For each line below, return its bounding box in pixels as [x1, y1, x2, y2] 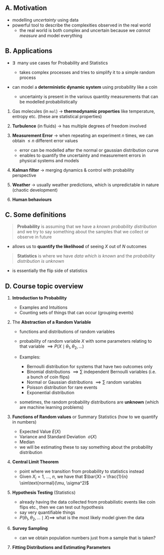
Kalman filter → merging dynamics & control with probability [12, 167, 134, 173]
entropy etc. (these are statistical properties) [12, 113, 102, 119]
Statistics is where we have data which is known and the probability [17, 253, 155, 259]
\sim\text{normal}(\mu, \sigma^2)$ [19, 480, 89, 486]
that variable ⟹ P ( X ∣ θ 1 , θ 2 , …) [19, 343, 84, 351]
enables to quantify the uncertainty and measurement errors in [19, 152, 146, 158]
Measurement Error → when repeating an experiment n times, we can [12, 132, 154, 138]
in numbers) [12, 419, 37, 425]
